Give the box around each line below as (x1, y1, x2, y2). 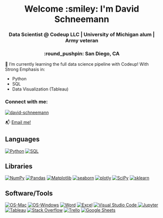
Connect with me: (5, 98, 48, 105)
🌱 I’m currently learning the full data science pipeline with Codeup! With (5, 61, 149, 67)
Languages (5, 135, 40, 144)
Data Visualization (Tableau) (12, 86, 69, 92)
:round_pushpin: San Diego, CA (43, 50, 120, 57)
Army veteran (65, 37, 99, 44)
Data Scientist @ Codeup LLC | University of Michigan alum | (9, 31, 155, 38)
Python (12, 76, 27, 82)
